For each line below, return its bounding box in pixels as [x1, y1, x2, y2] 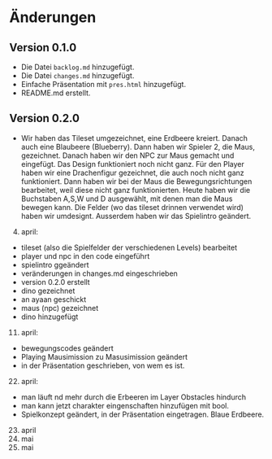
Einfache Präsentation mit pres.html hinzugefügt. [20, 80, 186, 89]
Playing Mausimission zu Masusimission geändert [20, 352, 188, 361]
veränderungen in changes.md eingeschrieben [20, 269, 178, 278]
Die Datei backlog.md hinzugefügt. [20, 62, 135, 72]
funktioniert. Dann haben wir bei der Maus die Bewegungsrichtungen [20, 176, 253, 186]
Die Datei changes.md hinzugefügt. [20, 71, 135, 81]
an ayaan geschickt [20, 294, 87, 304]
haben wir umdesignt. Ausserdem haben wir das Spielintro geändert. [20, 211, 252, 221]
